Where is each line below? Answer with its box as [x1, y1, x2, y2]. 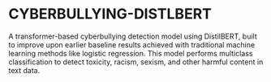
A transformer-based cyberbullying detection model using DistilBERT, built [8, 31, 257, 41]
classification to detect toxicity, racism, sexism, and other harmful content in [8, 57, 264, 67]
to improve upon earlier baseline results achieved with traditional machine [8, 39, 256, 49]
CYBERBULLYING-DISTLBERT [8, 5, 213, 23]
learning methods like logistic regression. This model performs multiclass [8, 48, 253, 58]
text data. [8, 65, 41, 75]
